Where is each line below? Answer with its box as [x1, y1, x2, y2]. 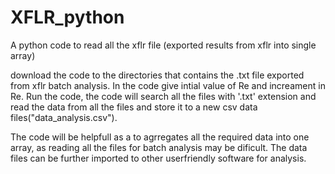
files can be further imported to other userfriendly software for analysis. [10, 152, 307, 164]
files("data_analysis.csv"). [10, 111, 118, 123]
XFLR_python [10, 6, 125, 29]
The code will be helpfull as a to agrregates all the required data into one [10, 131, 310, 143]
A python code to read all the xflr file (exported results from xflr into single [10, 39, 317, 51]
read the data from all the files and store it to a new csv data [10, 101, 258, 113]
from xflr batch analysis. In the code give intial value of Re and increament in [10, 79, 326, 91]
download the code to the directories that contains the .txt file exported [10, 69, 305, 81]
